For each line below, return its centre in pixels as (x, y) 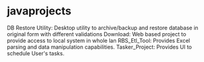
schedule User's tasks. (36, 53)
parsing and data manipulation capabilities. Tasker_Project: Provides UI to (99, 47)
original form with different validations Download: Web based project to (97, 34)
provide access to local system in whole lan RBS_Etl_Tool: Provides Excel (99, 40)
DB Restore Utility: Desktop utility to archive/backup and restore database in (103, 28)
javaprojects (39, 11)
